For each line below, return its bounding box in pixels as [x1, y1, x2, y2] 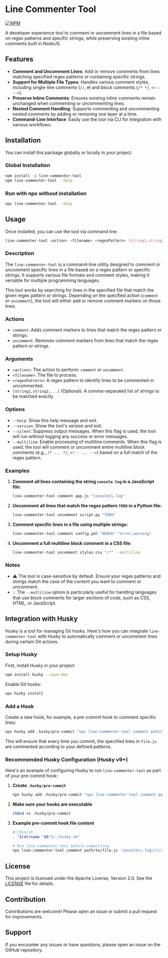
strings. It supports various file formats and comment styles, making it [5, 272, 149, 278]
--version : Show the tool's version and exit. [12, 423, 102, 429]
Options [5, 406, 25, 413]
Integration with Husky [5, 615, 78, 623]
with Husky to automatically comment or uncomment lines [37, 633, 157, 639]
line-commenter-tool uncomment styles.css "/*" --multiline [12, 550, 140, 555]
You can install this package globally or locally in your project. [5, 149, 132, 155]
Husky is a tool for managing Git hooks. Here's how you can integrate [5, 628, 148, 634]
